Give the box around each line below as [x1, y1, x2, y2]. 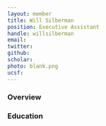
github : [7, 50, 30, 57]
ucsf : [7, 69, 23, 76]
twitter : [7, 43, 33, 50]
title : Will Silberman [7, 17, 74, 24]
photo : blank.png [7, 63, 59, 70]
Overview [7, 92, 42, 102]
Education [7, 111, 44, 121]
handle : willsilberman [7, 30, 74, 37]
